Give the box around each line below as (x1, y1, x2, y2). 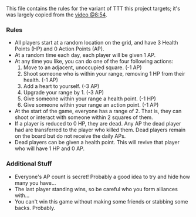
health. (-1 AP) (23, 76, 59, 84)
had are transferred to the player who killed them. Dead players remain (14, 126, 186, 134)
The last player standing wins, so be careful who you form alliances (14, 185, 178, 192)
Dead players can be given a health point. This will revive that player (14, 139, 180, 146)
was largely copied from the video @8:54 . (6, 11, 107, 18)
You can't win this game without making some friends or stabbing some (14, 198, 188, 205)
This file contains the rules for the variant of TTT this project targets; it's (6, 5, 181, 12)
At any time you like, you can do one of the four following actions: (14, 58, 174, 65)
